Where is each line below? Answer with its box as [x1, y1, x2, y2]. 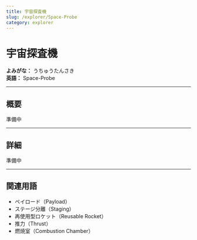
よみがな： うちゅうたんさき [6, 67, 74, 74]
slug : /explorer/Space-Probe [6, 14, 77, 20]
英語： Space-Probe [6, 75, 56, 82]
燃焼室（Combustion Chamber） [14, 227, 94, 234]
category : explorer [6, 19, 54, 25]
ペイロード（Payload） [14, 198, 70, 205]
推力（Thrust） [14, 220, 52, 227]
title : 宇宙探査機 [6, 8, 47, 15]
